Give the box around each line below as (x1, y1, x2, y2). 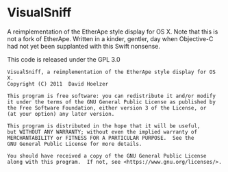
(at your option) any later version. (7, 110, 115, 117)
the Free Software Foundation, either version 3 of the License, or (7, 104, 207, 111)
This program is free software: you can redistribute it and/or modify (7, 93, 216, 99)
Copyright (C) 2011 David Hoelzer (7, 80, 109, 87)
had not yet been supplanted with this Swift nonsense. (7, 42, 161, 50)
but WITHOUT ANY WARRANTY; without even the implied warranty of (7, 128, 197, 135)
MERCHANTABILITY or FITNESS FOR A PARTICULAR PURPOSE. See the (7, 134, 194, 141)
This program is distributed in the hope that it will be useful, (7, 122, 201, 130)
